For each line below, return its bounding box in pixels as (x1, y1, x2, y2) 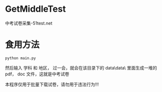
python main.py (5, 55, 36, 61)
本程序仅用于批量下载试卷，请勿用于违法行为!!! (5, 81, 99, 87)
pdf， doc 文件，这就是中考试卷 (5, 71, 69, 77)
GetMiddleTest (5, 3, 66, 15)
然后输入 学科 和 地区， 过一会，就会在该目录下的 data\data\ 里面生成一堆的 (5, 65, 158, 70)
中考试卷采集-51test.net (5, 20, 53, 26)
